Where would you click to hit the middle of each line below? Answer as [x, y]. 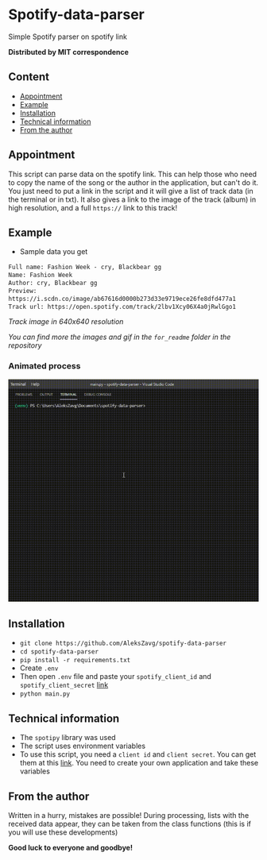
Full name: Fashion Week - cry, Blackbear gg [85, 268]
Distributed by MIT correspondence [69, 52]
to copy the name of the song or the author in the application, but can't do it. [133, 182]
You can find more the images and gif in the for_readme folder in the [120, 337]
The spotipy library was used [68, 738]
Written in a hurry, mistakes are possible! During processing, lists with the [129, 816]
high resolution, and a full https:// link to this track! [93, 207]
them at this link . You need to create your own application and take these [139, 763]
